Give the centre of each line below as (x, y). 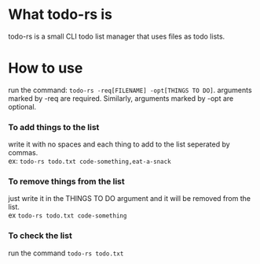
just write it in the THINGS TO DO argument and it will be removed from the (130, 199)
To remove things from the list (67, 181)
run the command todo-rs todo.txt (66, 253)
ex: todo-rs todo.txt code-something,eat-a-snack (90, 161)
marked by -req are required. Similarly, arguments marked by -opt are (121, 98)
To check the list (40, 236)
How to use (46, 68)
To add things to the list (54, 127)
